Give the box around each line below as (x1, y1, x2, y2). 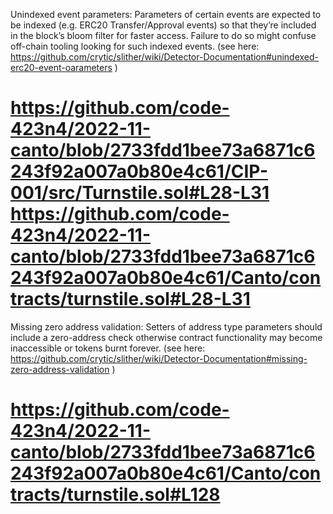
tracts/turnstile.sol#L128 (10, 484, 221, 506)
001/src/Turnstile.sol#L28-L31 (10, 182, 270, 204)
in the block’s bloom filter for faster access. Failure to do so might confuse (10, 30, 317, 41)
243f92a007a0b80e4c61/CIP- (10, 160, 268, 183)
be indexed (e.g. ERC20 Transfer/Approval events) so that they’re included (10, 19, 317, 31)
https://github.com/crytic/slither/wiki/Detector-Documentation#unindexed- (10, 51, 320, 63)
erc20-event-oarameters (10, 62, 113, 73)
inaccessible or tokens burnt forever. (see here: (10, 342, 206, 354)
